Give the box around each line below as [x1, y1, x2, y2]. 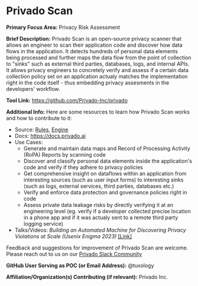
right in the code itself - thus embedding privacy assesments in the [6, 79, 170, 86]
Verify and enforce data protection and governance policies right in [23, 188, 187, 196]
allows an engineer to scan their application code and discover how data [6, 41, 183, 48]
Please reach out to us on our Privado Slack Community [6, 250, 142, 258]
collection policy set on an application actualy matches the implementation [6, 73, 188, 80]
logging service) [23, 220, 64, 227]
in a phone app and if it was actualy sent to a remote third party [23, 214, 178, 221]
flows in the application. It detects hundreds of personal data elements [6, 47, 178, 54]
